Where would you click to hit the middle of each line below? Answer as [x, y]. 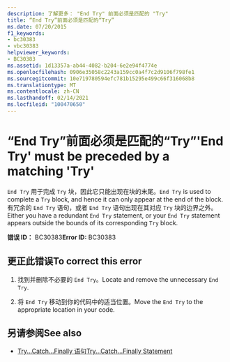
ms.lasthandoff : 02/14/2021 [48, 98]
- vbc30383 [23, 46]
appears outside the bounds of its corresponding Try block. [93, 223]
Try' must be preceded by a [89, 157]
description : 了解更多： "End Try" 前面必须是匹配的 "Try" [88, 14]
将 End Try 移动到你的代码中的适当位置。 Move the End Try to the [110, 301]
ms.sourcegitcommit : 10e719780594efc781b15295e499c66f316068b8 [101, 78]
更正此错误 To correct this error [75, 261]
